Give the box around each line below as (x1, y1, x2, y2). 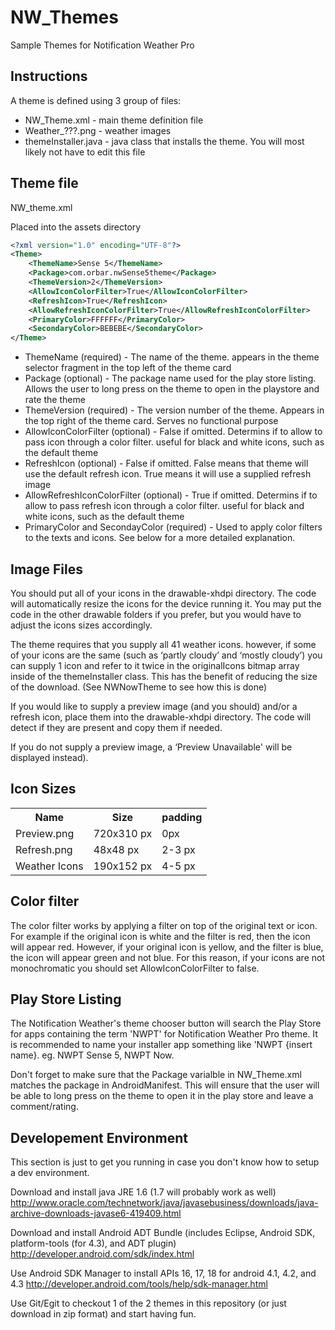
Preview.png (15, 826, 75, 840)
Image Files (10, 561, 83, 578)
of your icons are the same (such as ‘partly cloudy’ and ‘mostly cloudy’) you (10, 649, 323, 661)
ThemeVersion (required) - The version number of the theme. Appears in (24, 404, 325, 416)
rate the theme (24, 394, 86, 406)
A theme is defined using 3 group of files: (10, 94, 182, 106)
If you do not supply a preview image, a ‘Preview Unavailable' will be (10, 741, 293, 753)
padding (161, 810, 203, 824)
